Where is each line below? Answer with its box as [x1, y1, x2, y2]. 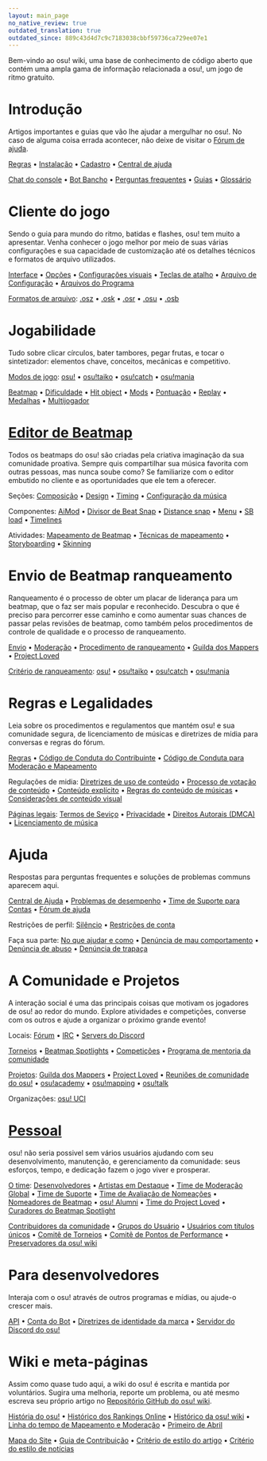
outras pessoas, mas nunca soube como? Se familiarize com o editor [8, 467, 234, 477]
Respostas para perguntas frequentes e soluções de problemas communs [8, 872, 251, 882]
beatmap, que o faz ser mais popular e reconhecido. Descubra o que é [8, 601, 240, 611]
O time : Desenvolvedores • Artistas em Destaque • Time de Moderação [8, 1180, 243, 1190]
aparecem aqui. [8, 880, 60, 890]
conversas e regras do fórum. [8, 737, 106, 747]
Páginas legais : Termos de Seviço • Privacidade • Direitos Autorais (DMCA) [8, 809, 256, 819]
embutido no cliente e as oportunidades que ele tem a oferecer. [8, 476, 216, 485]
